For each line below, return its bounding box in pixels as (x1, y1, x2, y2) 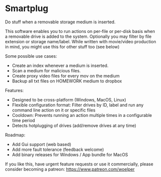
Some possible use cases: (5, 53, 57, 59)
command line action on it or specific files (12, 107, 96, 113)
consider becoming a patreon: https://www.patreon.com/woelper (5, 166, 135, 172)
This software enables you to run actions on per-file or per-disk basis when (5, 28, 155, 34)
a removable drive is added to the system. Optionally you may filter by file (5, 33, 152, 39)
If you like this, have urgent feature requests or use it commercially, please (5, 161, 154, 167)
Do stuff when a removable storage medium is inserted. (5, 19, 116, 25)
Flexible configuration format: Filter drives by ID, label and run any (12, 102, 144, 108)
